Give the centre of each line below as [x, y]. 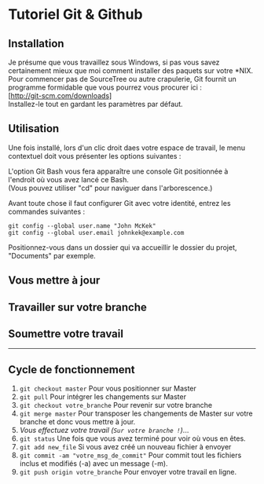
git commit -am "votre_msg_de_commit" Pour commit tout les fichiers [130, 455]
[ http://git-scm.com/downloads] [60, 95]
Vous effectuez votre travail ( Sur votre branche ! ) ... [104, 431]
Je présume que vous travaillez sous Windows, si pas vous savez [114, 62]
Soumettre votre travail [66, 334]
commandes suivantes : [47, 211]
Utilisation [34, 128]
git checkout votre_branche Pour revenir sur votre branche [116, 405]
